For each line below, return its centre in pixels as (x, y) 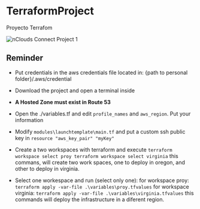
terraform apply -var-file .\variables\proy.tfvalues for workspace (102, 186)
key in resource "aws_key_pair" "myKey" (65, 138)
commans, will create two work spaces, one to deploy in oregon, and (100, 162)
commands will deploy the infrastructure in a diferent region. (90, 199)
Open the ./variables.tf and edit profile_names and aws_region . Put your (103, 113)
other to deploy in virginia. (47, 168)
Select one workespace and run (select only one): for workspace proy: (102, 180)
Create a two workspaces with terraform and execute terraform (93, 149)
